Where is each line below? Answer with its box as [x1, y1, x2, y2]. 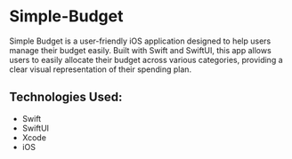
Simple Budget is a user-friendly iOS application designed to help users [9, 36, 272, 46]
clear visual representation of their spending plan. [9, 64, 192, 75]
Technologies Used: [9, 90, 123, 105]
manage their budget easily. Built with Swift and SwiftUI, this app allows [9, 44, 272, 55]
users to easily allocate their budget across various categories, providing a [9, 54, 283, 65]
